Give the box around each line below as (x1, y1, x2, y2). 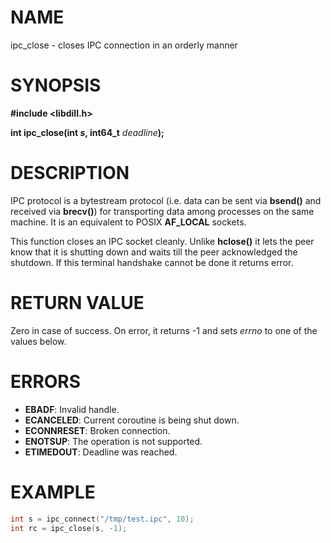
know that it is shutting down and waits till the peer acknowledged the (10, 246, 298, 258)
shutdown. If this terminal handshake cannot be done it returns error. (10, 256, 294, 268)
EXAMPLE (10, 481, 96, 503)
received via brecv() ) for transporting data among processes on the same (10, 205, 315, 217)
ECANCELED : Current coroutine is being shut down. (24, 414, 240, 426)
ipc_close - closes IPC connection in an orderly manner (10, 39, 238, 51)
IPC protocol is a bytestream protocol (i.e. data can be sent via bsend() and (10, 194, 322, 206)
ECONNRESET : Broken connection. (24, 424, 171, 436)
